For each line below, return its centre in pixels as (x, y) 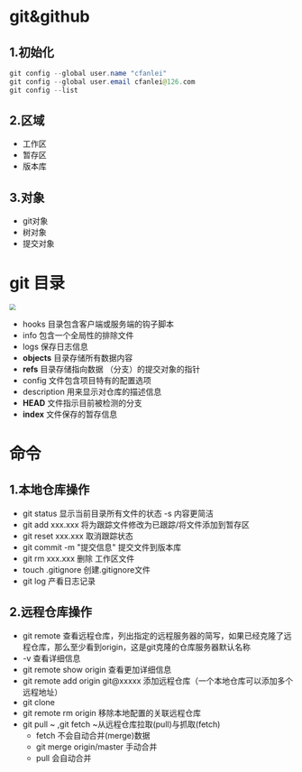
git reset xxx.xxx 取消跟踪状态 (78, 536)
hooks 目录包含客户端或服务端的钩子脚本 (98, 324)
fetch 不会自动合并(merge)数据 (93, 735)
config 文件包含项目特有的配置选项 (87, 380)
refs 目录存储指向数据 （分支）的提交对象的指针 (111, 369)
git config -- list (44, 90)
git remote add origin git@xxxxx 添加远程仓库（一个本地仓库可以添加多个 (158, 680)
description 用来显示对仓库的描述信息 (92, 391)
